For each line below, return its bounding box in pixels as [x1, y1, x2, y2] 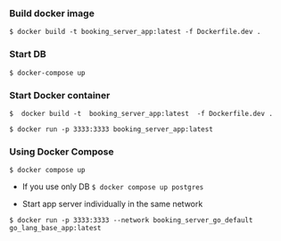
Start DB [9, 48, 46, 61]
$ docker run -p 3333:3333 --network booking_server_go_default [9, 216, 253, 225]
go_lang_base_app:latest [9, 224, 102, 233]
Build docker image [9, 7, 95, 20]
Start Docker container [9, 88, 111, 101]
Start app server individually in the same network [21, 199, 203, 210]
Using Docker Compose [9, 145, 114, 158]
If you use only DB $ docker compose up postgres [21, 181, 204, 192]
